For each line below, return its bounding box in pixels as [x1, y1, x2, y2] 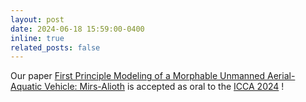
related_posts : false [10, 42, 101, 53]
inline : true [10, 33, 65, 43]
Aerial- [267, 70, 296, 82]
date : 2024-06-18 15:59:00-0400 [10, 24, 145, 34]
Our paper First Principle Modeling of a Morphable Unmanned [10, 70, 266, 82]
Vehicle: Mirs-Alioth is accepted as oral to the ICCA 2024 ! [44, 81, 285, 93]
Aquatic [10, 81, 43, 93]
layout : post [10, 14, 65, 25]
